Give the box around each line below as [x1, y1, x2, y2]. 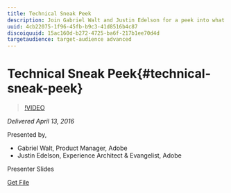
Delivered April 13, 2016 [7, 117, 75, 126]
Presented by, [7, 131, 47, 139]
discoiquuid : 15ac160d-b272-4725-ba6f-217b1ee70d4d [7, 29, 160, 37]
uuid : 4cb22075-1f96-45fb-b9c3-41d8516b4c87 [7, 23, 138, 30]
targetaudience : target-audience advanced [7, 36, 132, 43]
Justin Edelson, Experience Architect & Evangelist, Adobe [17, 151, 182, 160]
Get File [7, 178, 30, 187]
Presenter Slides [7, 165, 54, 174]
